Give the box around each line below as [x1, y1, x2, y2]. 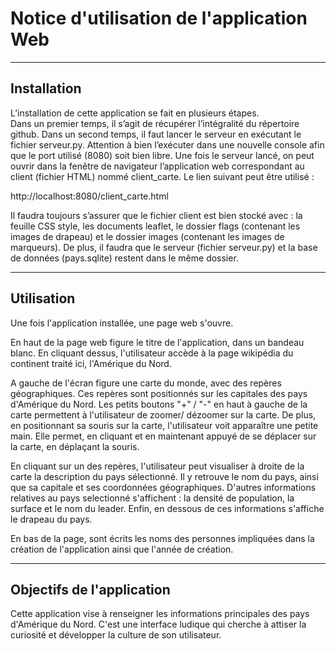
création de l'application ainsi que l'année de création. [10, 543, 234, 555]
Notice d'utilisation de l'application [10, 7, 308, 30]
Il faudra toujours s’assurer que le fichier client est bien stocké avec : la [10, 209, 303, 221]
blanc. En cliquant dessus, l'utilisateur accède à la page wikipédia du [10, 347, 294, 359]
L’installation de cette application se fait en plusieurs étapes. [10, 107, 260, 119]
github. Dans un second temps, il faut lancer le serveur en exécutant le [10, 128, 302, 140]
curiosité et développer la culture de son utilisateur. [10, 629, 222, 641]
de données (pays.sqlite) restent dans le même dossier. [10, 252, 239, 264]
